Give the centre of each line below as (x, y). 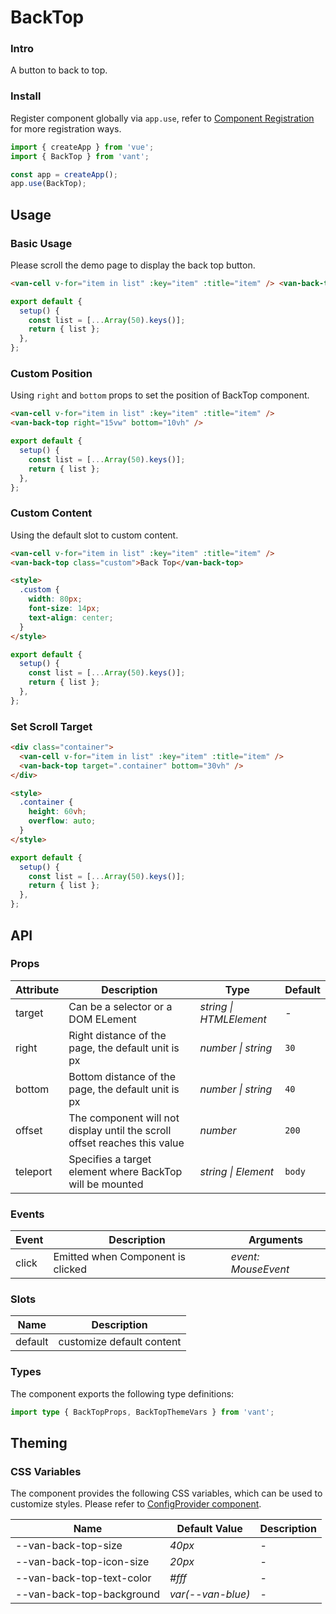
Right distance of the (117, 1035)
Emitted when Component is (120, 1257)
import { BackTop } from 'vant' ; (80, 156)
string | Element (237, 1171)
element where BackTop (125, 1171)
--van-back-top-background (87, 1594)
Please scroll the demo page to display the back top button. (133, 265)
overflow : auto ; (62, 821)
